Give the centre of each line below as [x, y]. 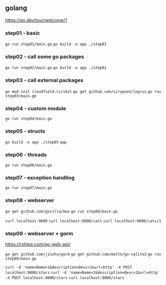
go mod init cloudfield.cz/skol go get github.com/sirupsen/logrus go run [83, 91]
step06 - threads [26, 155]
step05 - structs [25, 131]
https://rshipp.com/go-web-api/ [38, 244]
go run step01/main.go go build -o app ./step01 [56, 44]
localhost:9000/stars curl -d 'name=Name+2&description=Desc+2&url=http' [83, 273]
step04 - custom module [36, 108]
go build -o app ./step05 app [36, 142]
